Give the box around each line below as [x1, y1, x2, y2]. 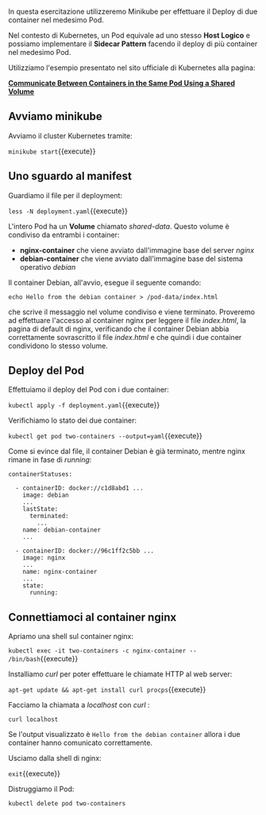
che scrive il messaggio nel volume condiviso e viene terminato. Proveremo [8, 306, 256, 317]
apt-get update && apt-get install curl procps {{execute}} [8, 684, 206, 695]
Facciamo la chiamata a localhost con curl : [8, 700, 150, 710]
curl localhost [8, 716, 59, 723]
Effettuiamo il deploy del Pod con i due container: [8, 385, 169, 395]
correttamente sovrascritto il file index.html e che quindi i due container [8, 332, 242, 341]
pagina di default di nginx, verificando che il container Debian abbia [8, 324, 229, 333]
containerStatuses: [8, 470, 73, 478]
